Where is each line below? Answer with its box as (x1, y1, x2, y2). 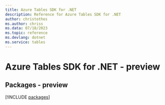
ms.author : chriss (5, 21, 43, 26)
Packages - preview (5, 81, 68, 90)
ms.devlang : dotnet (5, 35, 46, 40)
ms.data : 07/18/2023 (5, 26, 48, 31)
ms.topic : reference (5, 30, 48, 35)
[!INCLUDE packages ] (5, 94, 50, 100)
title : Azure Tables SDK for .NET (5, 7, 77, 12)
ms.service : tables (5, 40, 46, 45)
